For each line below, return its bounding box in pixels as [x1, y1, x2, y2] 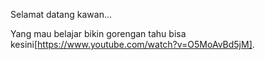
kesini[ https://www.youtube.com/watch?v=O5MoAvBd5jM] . [10, 39, 255, 50]
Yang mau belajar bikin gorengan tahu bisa [10, 28, 187, 39]
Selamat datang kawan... [10, 9, 113, 20]
